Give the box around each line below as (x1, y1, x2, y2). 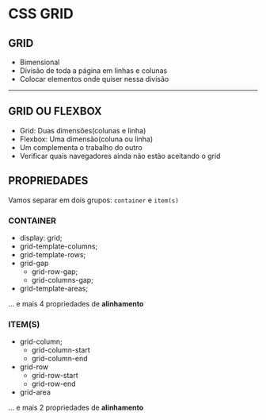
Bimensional (19, 57, 60, 67)
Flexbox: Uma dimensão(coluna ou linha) (19, 134, 153, 144)
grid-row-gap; (31, 267, 78, 276)
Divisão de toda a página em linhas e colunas (19, 66, 168, 75)
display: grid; (19, 233, 63, 242)
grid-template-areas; (19, 283, 89, 293)
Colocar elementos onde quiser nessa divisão (19, 75, 169, 83)
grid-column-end (31, 354, 89, 364)
